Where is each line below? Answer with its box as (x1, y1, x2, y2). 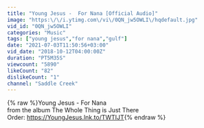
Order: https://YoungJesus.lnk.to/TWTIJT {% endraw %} (7, 114, 166, 122)
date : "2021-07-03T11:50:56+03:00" (7, 42, 109, 49)
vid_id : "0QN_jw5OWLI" (7, 23, 72, 29)
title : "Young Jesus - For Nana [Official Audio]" (7, 10, 158, 17)
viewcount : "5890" (7, 61, 60, 68)
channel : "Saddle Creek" (7, 80, 78, 87)
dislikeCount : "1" (7, 73, 60, 81)
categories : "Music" (7, 29, 67, 36)
